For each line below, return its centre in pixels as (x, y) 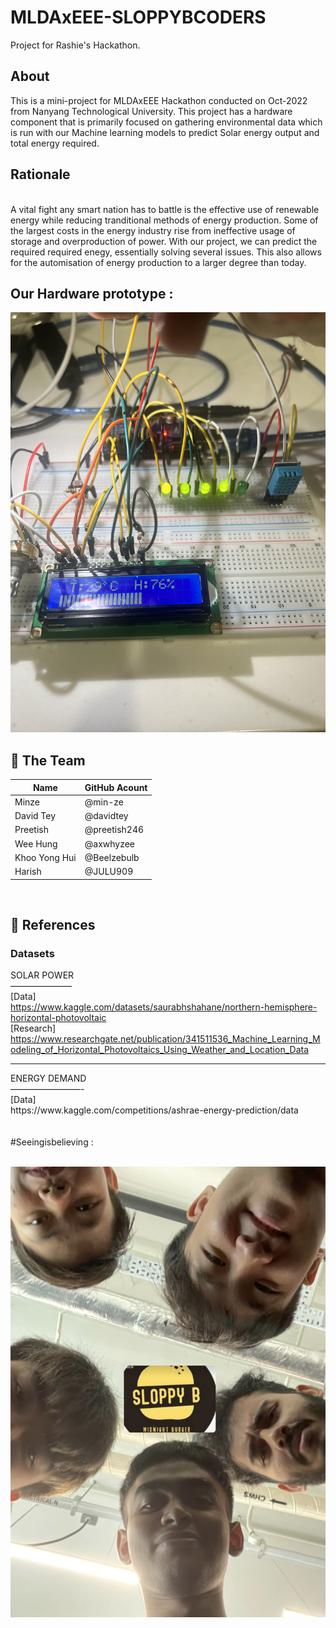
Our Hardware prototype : (92, 293)
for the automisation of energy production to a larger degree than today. (158, 262)
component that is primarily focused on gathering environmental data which (166, 122)
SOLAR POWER (42, 975)
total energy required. (55, 143)
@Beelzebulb (112, 857)
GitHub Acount (116, 787)
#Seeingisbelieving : (52, 1142)
